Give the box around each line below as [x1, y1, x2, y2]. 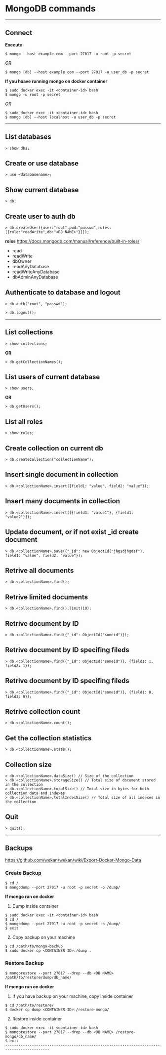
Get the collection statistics [5, 734, 92, 742]
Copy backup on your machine [12, 934, 75, 940]
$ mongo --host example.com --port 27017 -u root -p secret [5, 51, 132, 56]
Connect [5, 29, 33, 37]
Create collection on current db [5, 444, 104, 452]
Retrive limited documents [5, 593, 88, 601]
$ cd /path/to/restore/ [5, 1003, 54, 1008]
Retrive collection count [5, 707, 81, 716]
